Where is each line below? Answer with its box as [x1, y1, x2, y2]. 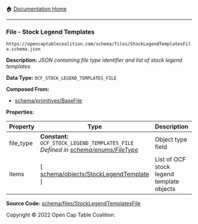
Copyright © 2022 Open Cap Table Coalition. [6, 212, 116, 219]
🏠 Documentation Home [6, 5, 67, 12]
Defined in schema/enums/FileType [40, 146, 138, 154]
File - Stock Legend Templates [6, 28, 95, 36]
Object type [154, 136, 187, 144]
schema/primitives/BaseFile [14, 97, 82, 104]
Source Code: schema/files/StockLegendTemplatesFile [6, 200, 141, 207]
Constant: [40, 133, 69, 141]
